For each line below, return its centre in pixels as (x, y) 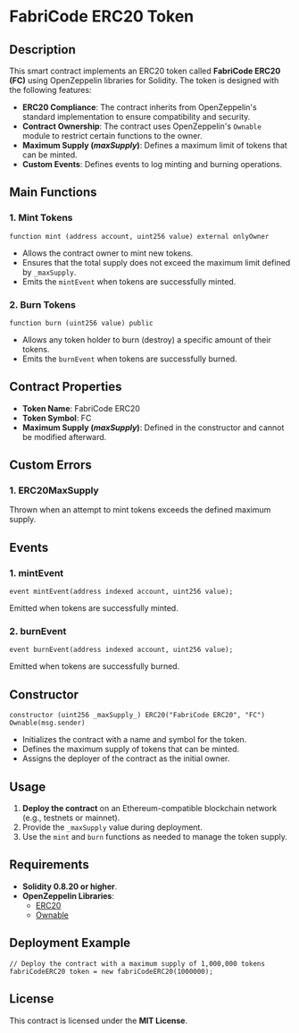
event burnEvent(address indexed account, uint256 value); (121, 650)
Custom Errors (50, 466)
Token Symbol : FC (57, 418)
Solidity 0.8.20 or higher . (70, 886)
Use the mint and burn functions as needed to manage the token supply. (155, 837)
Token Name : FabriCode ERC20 (81, 408)
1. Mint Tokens (41, 218)
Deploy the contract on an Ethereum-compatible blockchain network (149, 809)
